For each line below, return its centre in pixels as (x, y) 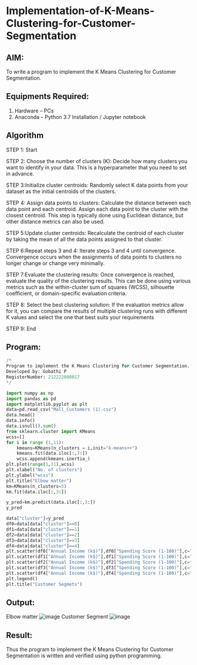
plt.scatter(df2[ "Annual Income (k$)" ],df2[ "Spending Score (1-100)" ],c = (98, 563)
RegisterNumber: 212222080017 (43, 377)
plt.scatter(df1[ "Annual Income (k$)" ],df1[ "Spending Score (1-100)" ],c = (98, 557)
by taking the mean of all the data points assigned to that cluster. (84, 239)
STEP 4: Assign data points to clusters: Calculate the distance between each (98, 203)
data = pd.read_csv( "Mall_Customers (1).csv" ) (61, 410)
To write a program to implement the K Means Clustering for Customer (91, 72)
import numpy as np (30, 393)
